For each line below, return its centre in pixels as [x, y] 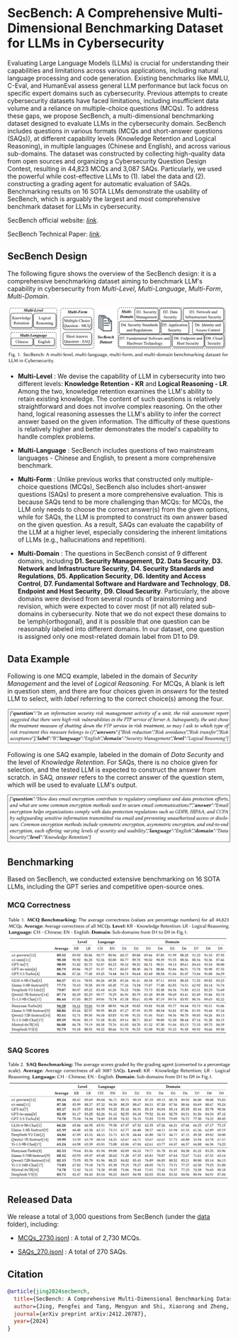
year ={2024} [32, 1321]
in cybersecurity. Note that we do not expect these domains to [135, 614]
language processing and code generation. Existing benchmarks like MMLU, [119, 78]
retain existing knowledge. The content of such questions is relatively [119, 399]
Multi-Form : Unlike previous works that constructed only [102, 479]
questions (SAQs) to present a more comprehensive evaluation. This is [120, 495]
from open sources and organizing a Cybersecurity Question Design [107, 161]
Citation [25, 1274]
